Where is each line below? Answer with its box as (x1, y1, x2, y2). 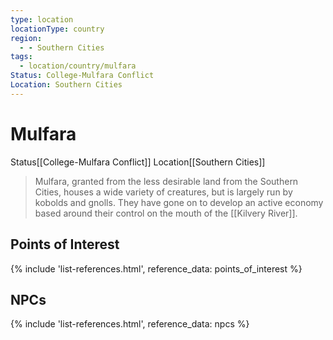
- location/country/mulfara (19, 61, 137, 71)
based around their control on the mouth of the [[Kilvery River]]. (34, 207, 298, 219)
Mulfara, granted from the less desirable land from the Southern (34, 175, 299, 187)
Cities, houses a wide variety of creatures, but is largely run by (34, 186, 293, 198)
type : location (10, 14, 74, 25)
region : (10, 33, 43, 43)
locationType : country (10, 24, 105, 34)
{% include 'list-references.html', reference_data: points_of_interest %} (10, 262, 303, 275)
